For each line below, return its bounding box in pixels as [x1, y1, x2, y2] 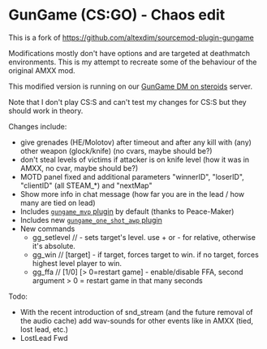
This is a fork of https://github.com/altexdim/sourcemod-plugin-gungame [8, 33, 254, 42]
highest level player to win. [32, 258, 123, 268]
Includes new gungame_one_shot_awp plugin [19, 215, 162, 225]
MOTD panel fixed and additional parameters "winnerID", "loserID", [19, 172, 245, 181]
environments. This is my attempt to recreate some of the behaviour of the [8, 57, 257, 67]
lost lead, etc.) [19, 324, 69, 334]
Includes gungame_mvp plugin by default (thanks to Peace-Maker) [19, 206, 235, 216]
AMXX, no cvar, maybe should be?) [19, 163, 139, 172]
